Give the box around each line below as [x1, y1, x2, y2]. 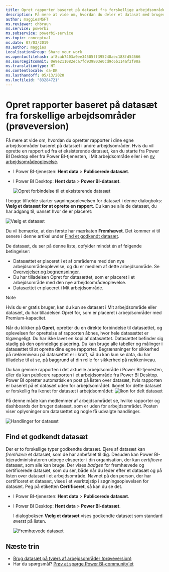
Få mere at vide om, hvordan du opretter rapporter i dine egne [6, 137, 134, 143]
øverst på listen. [13, 518, 47, 524]
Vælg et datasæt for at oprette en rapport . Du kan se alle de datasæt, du [6, 203, 157, 209]
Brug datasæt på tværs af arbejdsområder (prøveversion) [13, 555, 132, 561]
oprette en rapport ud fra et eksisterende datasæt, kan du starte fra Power [6, 148, 159, 154]
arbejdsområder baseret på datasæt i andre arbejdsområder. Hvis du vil [6, 142, 154, 148]
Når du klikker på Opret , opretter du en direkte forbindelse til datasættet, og [6, 324, 162, 331]
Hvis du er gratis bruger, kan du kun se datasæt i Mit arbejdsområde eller [6, 304, 157, 310]
